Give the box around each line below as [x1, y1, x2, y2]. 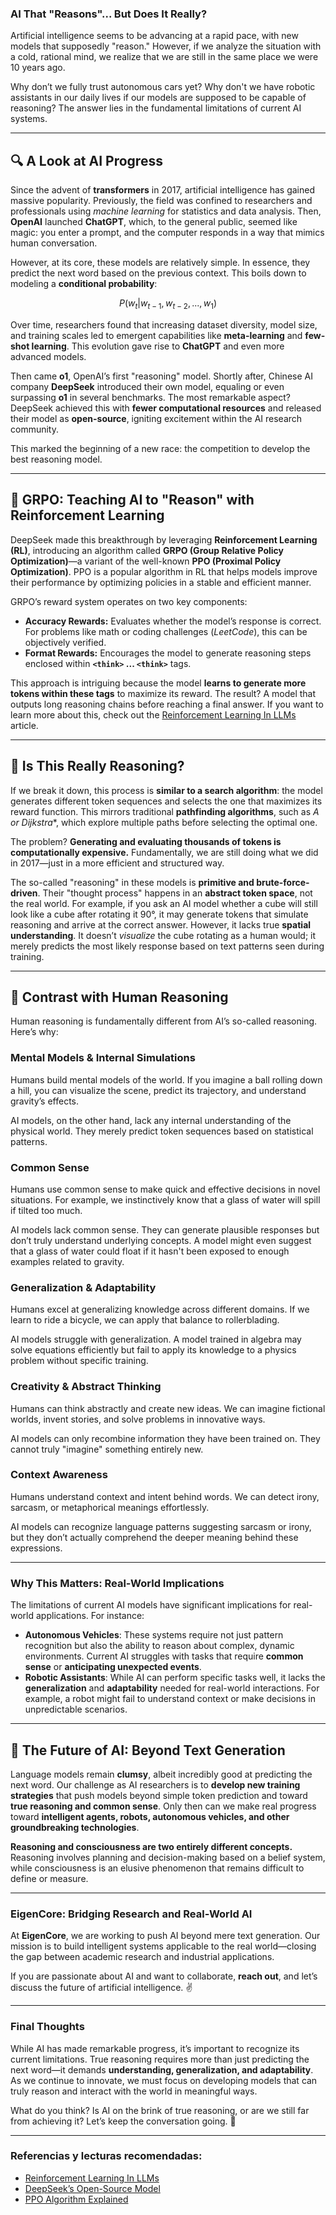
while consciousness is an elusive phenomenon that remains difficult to [10, 1862, 305, 1874]
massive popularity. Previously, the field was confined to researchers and [10, 195, 313, 207]
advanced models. [10, 350, 87, 362]
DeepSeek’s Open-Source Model [24, 2182, 161, 2194]
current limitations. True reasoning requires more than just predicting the [10, 2053, 310, 2065]
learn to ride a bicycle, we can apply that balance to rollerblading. [10, 1314, 280, 1326]
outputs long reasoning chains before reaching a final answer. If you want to [10, 698, 324, 710]
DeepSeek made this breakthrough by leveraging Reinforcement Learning [10, 533, 318, 546]
